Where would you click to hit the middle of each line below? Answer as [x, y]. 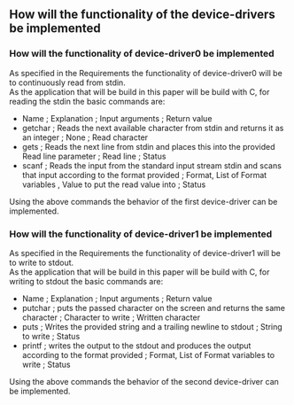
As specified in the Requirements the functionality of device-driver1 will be [145, 253]
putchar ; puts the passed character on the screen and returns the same [154, 308]
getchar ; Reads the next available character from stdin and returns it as [153, 128]
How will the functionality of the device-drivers [143, 15]
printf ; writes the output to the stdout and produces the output [136, 346]
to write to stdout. [42, 262]
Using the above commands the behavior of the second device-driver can [144, 381]
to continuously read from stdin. [67, 82]
